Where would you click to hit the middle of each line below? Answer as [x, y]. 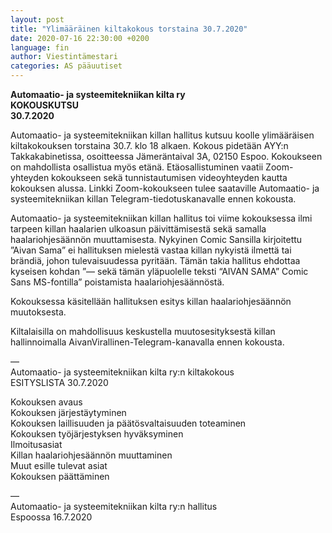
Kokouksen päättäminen [60, 476]
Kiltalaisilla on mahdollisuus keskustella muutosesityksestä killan [143, 331]
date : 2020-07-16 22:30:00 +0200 [80, 38]
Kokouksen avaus [46, 402]
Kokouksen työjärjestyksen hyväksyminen [97, 434]
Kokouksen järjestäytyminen [68, 412]
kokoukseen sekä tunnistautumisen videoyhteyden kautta [169, 177]
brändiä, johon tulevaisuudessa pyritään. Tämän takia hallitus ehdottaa [155, 260]
